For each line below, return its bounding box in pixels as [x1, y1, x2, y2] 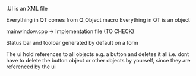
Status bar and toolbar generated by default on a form [6, 39, 138, 46]
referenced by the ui [6, 63, 56, 70]
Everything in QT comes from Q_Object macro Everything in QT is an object [6, 16, 190, 23]
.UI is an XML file [6, 5, 48, 12]
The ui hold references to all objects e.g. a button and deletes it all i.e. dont [6, 51, 189, 58]
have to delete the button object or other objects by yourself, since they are [6, 57, 191, 64]
